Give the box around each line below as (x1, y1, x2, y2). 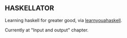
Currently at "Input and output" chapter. (5, 27, 89, 33)
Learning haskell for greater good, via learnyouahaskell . (5, 17, 122, 23)
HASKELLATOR (5, 4, 54, 12)
